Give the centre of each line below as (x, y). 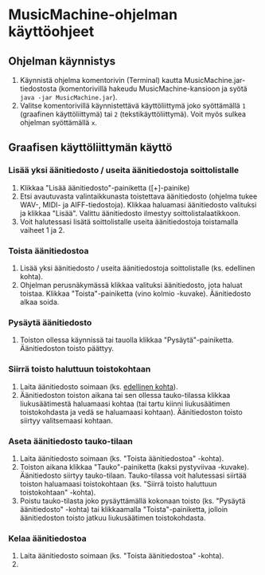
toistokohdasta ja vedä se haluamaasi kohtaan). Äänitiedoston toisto (131, 412)
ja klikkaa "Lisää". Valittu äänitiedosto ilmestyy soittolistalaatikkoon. (130, 213)
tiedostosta (38, 89)
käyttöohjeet (51, 32)
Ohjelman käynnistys (62, 61)
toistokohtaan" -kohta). (58, 492)
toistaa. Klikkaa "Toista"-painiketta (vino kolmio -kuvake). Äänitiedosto (135, 293)
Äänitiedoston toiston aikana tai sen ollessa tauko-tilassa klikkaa (125, 395)
